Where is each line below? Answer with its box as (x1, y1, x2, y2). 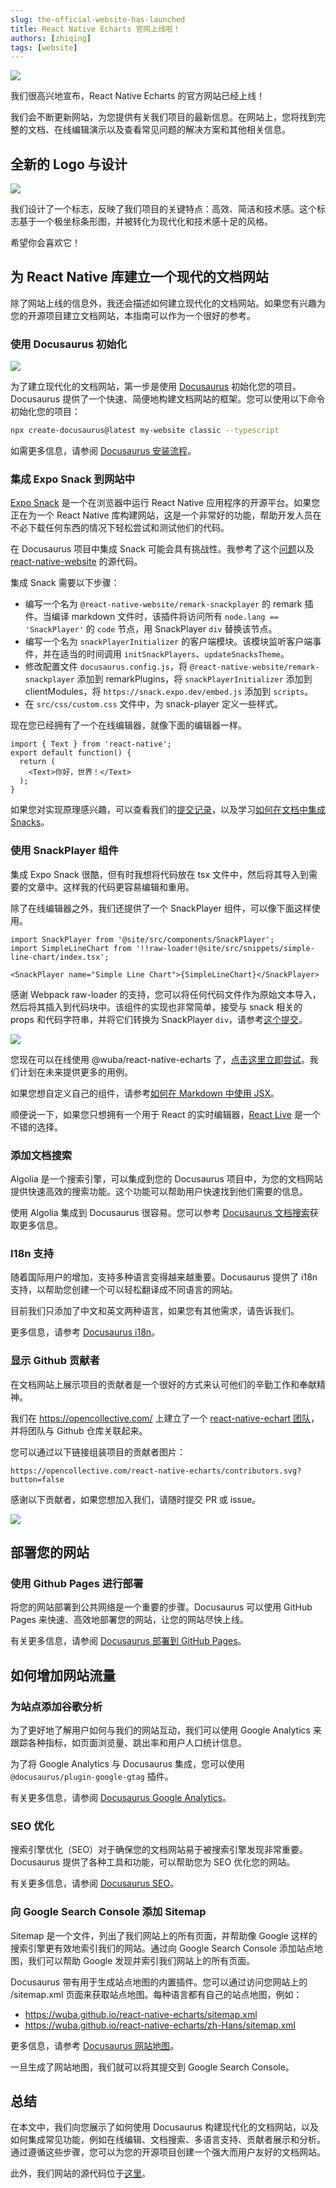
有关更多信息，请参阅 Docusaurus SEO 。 (10, 1877, 180, 1890)
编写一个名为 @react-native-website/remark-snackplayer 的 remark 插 (24, 598, 314, 610)
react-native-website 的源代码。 (10, 556, 143, 568)
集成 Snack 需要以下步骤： (10, 577, 120, 589)
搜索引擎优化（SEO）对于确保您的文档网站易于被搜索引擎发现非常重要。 (10, 1844, 309, 1856)
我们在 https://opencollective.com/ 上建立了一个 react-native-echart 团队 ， (10, 1412, 320, 1424)
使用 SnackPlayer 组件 (10, 844, 119, 858)
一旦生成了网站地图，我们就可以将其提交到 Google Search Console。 (10, 2061, 295, 2073)
